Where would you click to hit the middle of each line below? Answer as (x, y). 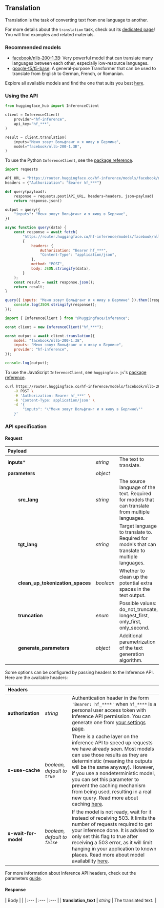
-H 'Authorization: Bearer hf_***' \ (52, 396)
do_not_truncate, (139, 609)
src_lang (28, 500)
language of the (137, 487)
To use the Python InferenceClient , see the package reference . (69, 160)
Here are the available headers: (37, 678)
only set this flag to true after (105, 836)
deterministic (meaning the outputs (112, 761)
